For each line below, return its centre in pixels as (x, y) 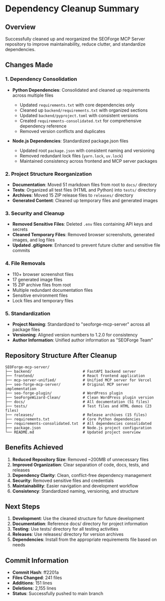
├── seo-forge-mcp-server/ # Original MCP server (67, 384)
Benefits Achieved (34, 447)
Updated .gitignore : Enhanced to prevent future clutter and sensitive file (86, 245)
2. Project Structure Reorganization (49, 174)
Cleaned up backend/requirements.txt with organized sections (83, 110)
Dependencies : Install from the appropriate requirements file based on (84, 539)
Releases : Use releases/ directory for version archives (68, 534)
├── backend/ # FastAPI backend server (71, 371)
